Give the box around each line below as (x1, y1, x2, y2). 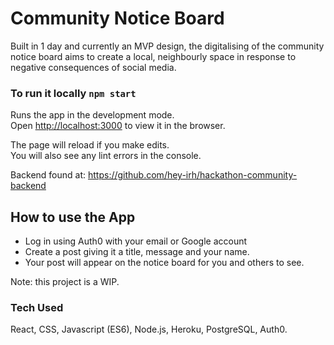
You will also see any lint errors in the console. (10, 150, 202, 162)
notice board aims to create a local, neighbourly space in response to (10, 50, 297, 62)
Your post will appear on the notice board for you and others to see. (24, 257, 305, 269)
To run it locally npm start (10, 86, 137, 100)
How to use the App (10, 208, 136, 226)
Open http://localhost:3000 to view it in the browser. (10, 120, 226, 132)
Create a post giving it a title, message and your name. (24, 246, 250, 258)
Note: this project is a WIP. (10, 276, 120, 288)
